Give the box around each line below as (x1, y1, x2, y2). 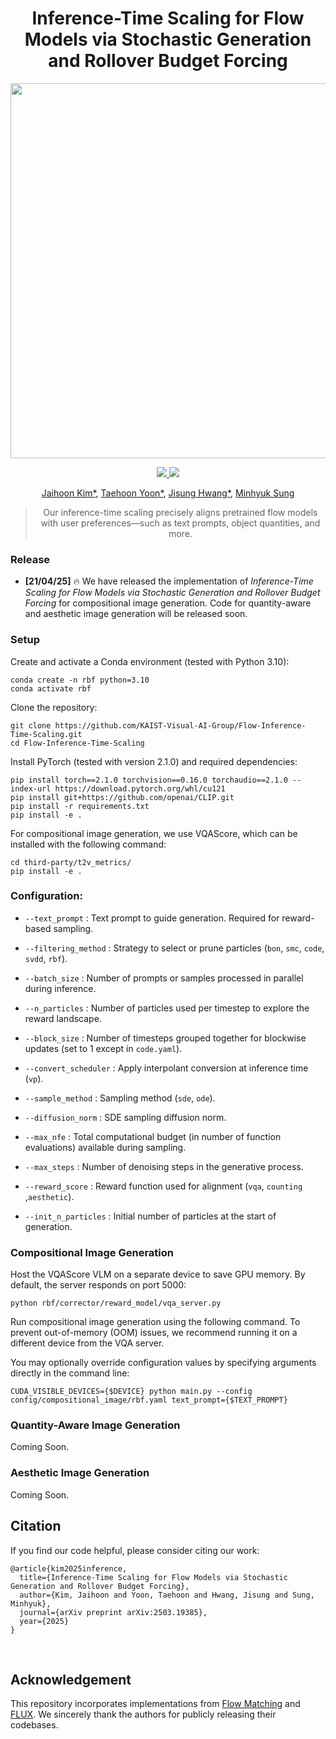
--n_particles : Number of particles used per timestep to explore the (24, 1002, 310, 1014)
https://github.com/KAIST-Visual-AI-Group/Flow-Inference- (54, 720, 307, 731)
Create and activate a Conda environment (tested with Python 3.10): (10, 655, 290, 667)
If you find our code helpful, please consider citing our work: (10, 1544, 260, 1556)
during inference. (24, 982, 97, 994)
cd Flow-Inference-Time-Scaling (10, 738, 145, 748)
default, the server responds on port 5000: (10, 1279, 187, 1291)
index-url (10, 783, 52, 794)
